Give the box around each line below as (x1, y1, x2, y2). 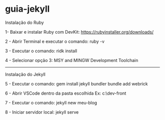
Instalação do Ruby (5, 20, 44, 25)
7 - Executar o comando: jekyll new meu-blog (5, 100, 97, 105)
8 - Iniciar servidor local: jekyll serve (5, 109, 79, 115)
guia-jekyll (5, 3, 50, 15)
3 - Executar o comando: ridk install (5, 48, 78, 54)
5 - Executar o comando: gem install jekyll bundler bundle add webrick (5, 80, 148, 86)
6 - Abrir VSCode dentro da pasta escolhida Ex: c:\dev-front (5, 90, 127, 96)
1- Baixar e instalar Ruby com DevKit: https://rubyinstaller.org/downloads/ (5, 29, 154, 35)
